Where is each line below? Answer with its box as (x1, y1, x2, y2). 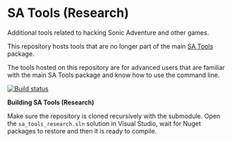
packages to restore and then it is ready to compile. (7, 126, 157, 135)
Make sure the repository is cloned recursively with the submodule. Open (7, 112, 221, 120)
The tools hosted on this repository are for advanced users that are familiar (7, 63, 226, 71)
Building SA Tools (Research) (7, 97, 94, 107)
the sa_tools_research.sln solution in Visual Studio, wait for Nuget (7, 119, 201, 128)
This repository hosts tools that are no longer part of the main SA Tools (7, 42, 214, 50)
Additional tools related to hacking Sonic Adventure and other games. (7, 28, 209, 37)
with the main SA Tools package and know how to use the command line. (7, 71, 220, 79)
